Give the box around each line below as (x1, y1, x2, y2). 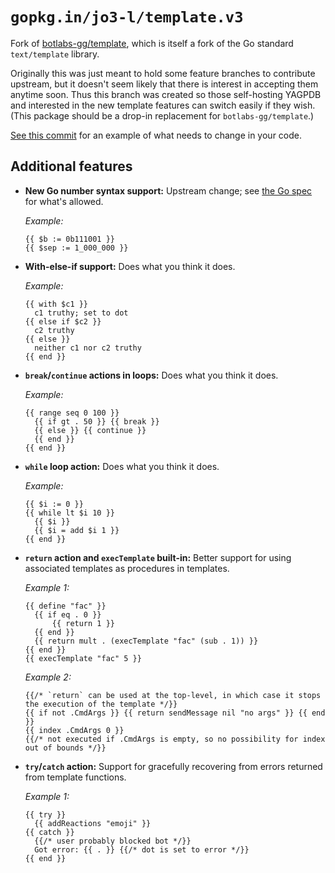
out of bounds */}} (24, 743, 107, 753)
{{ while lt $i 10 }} (24, 508, 115, 518)
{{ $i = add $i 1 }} (34, 525, 120, 535)
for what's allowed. (24, 195, 104, 207)
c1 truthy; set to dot (34, 308, 129, 318)
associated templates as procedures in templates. (24, 562, 230, 574)
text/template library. (10, 48, 100, 60)
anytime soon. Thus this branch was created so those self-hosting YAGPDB (10, 88, 322, 100)
